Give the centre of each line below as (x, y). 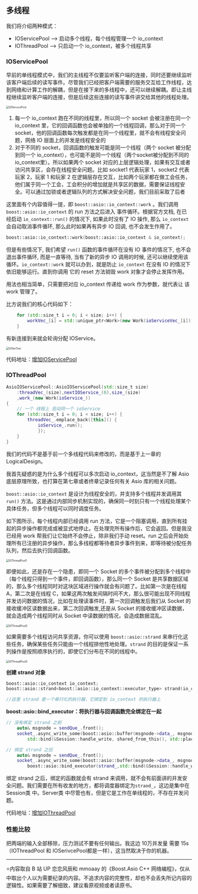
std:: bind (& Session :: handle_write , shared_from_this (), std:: (105, 739)
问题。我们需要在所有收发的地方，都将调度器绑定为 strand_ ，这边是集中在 (100, 786)
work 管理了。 (23, 291)
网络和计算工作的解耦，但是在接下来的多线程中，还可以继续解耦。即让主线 (101, 90)
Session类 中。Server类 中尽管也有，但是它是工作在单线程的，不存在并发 (95, 793)
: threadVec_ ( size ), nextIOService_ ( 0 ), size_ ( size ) (79, 392)
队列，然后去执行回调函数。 (40, 550)
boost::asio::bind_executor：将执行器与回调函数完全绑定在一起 (84, 711)
